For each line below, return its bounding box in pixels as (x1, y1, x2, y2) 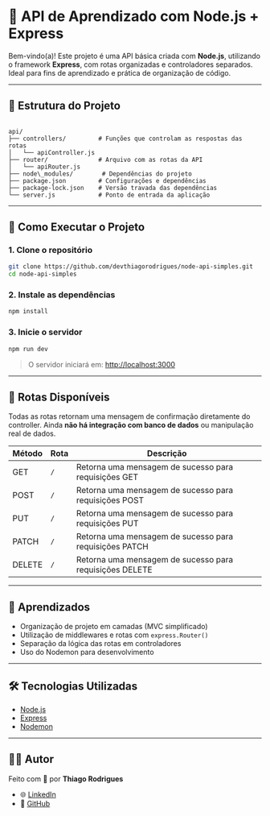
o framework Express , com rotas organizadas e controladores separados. (8, 60, 253, 69)
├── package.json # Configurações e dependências (8, 176, 207, 184)
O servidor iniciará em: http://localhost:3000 (27, 359, 175, 369)
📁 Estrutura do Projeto (8, 99, 121, 113)
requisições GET (76, 471, 139, 483)
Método (12, 448, 43, 459)
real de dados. (8, 429, 56, 438)
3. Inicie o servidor (8, 326, 83, 338)
